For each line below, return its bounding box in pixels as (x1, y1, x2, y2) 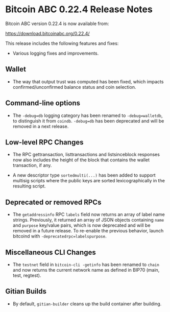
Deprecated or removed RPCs (5, 198, 102, 206)
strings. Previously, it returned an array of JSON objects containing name (12, 217, 164, 223)
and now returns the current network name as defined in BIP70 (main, (12, 267, 160, 273)
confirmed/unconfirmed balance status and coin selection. (12, 84, 136, 90)
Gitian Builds (5, 287, 47, 296)
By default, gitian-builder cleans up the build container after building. (12, 300, 162, 307)
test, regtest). (12, 272, 41, 278)
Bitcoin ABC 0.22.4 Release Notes (5, 4, 153, 15)
